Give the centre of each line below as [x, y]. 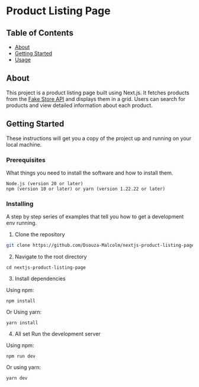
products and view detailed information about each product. [79, 105]
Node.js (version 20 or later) [45, 183]
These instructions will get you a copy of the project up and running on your [99, 138]
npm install [21, 301]
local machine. [24, 144]
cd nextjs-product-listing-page [46, 268]
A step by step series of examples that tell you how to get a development [95, 217]
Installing [20, 204]
